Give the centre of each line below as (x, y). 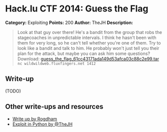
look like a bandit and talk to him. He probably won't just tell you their (88, 48)
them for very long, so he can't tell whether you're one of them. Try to (89, 42)
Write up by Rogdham (35, 118)
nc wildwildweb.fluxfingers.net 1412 (57, 63)
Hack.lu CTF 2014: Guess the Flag (77, 9)
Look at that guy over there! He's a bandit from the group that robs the (89, 32)
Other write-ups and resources (54, 107)
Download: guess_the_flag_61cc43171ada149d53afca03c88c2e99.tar (88, 58)
